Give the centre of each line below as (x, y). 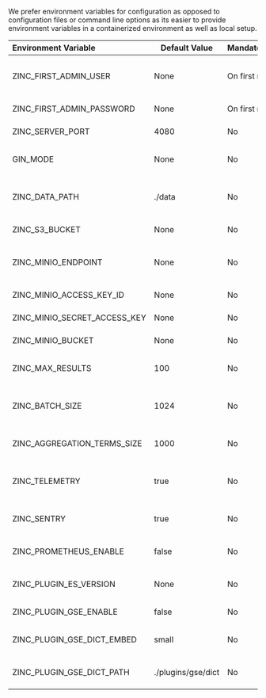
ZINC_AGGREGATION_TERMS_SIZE (77, 443)
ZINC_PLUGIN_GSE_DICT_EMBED (74, 639)
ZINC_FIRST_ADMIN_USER (61, 76)
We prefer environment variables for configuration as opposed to (114, 11)
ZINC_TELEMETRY (46, 481)
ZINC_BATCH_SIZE (47, 406)
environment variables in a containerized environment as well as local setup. (133, 28)
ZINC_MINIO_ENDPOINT (57, 262)
